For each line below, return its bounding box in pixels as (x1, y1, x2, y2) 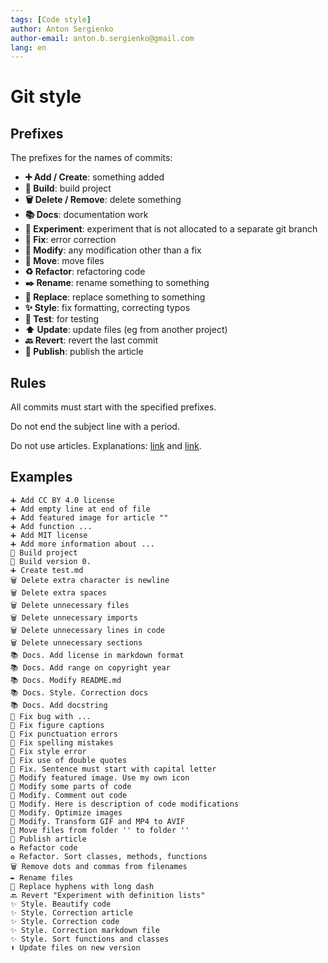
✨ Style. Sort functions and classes (10, 934, 170, 944)
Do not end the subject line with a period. (10, 421, 180, 433)
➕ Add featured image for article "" (10, 512, 169, 523)
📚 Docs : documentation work (24, 209, 149, 221)
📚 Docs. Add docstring (10, 700, 108, 710)
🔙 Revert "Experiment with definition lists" (10, 890, 206, 900)
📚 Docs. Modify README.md (10, 675, 122, 685)
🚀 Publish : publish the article (24, 346, 144, 358)
